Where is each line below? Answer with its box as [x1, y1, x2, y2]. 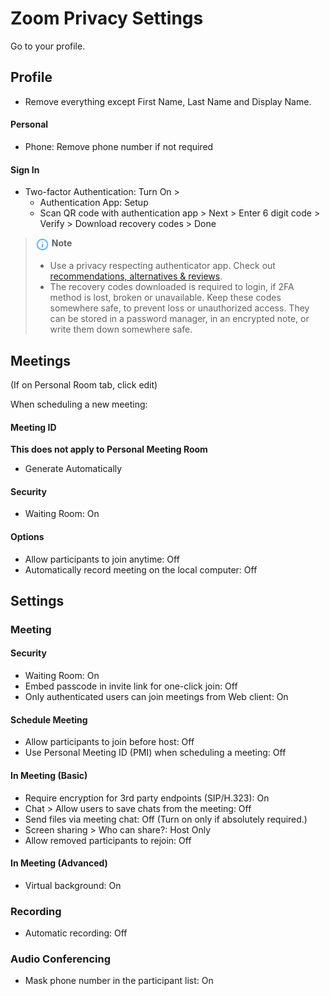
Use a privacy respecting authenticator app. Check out [49, 260, 276, 272]
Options [10, 530, 45, 542]
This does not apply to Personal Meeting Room [10, 443, 208, 456]
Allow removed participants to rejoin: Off [24, 834, 192, 846]
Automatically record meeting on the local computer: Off [24, 563, 258, 576]
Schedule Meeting [10, 713, 88, 726]
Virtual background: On [24, 879, 122, 891]
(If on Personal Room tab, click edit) [10, 378, 158, 391]
